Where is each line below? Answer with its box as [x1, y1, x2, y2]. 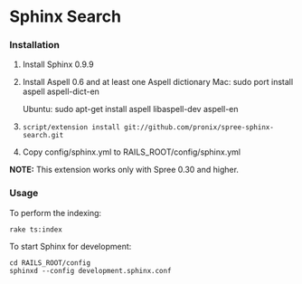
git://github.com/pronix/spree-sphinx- [123, 123, 274, 132]
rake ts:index [9, 224, 63, 234]
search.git [22, 131, 64, 140]
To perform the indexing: [9, 207, 102, 218]
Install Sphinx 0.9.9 [22, 59, 94, 70]
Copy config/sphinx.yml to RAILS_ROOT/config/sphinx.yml [22, 147, 241, 157]
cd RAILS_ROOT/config [9, 258, 91, 268]
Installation [9, 39, 61, 52]
